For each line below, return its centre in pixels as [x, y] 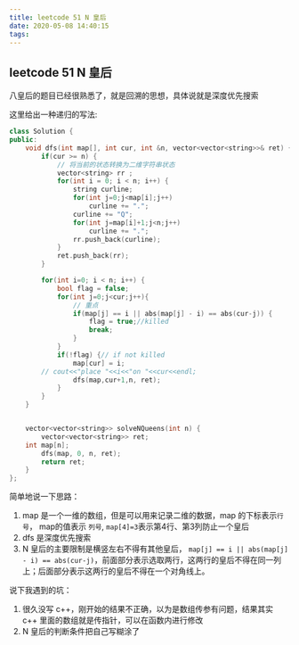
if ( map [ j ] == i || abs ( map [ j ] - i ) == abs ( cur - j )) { [173, 313]
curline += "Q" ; [103, 214]
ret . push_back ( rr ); [93, 256]
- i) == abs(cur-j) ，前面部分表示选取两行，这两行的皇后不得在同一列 [152, 560]
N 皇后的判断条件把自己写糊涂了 [81, 632]
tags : [19, 34]
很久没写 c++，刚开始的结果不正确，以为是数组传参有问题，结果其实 [148, 609]
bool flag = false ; [93, 288]
